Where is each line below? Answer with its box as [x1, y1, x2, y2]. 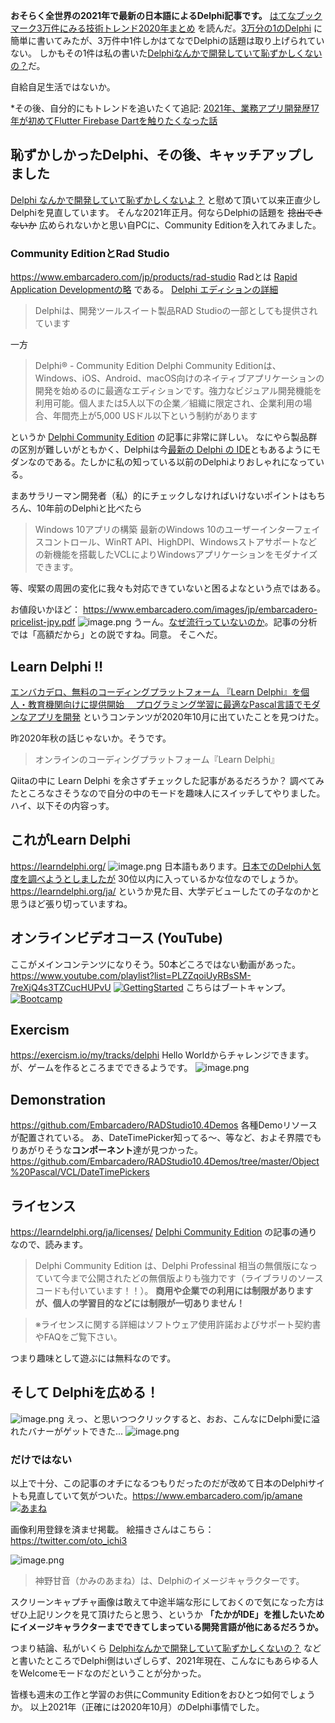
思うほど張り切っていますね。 [10, 897, 133, 909]
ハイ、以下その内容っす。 [10, 799, 115, 811]
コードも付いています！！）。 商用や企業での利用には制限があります [34, 1284, 314, 1296]
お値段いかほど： [10, 604, 81, 616]
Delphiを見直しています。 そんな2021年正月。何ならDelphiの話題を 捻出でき [10, 206, 323, 218]
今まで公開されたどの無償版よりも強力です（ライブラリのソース [61, 1272, 324, 1284]
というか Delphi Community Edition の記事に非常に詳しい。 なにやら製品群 [10, 431, 318, 443]
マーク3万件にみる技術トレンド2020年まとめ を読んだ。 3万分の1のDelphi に [10, 22, 323, 34]
